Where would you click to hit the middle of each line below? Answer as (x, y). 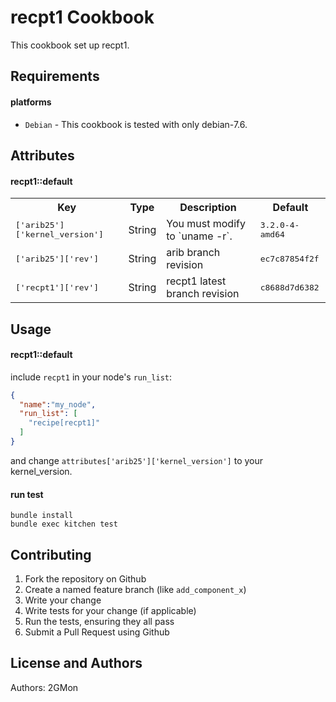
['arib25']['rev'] (57, 258)
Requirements (55, 76)
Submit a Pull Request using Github (97, 632)
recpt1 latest (196, 281)
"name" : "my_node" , (58, 404)
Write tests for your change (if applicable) (110, 610)
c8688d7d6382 (289, 287)
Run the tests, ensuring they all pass (99, 621)
